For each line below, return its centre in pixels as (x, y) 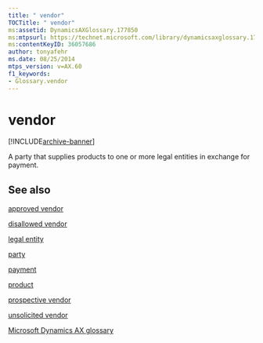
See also (29, 190)
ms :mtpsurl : (27, 37)
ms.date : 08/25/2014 (42, 60)
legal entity (26, 239)
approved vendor (36, 209)
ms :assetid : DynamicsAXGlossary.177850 (73, 30)
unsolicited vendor (38, 316)
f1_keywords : (29, 74)
